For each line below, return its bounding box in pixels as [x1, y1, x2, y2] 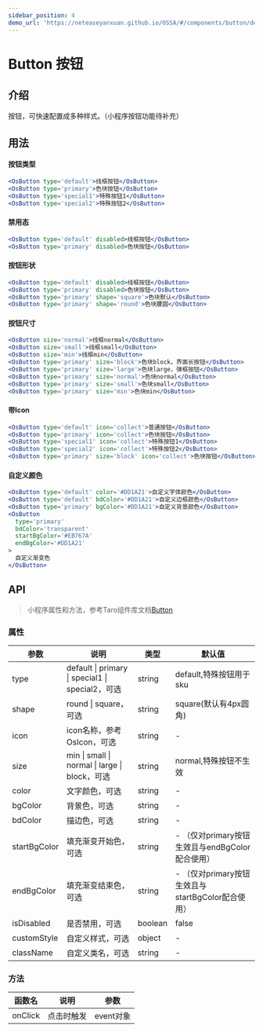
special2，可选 [66, 683, 122, 694]
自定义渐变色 [15, 554, 51, 562]
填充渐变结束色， [66, 880, 130, 891]
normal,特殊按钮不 [175, 755, 243, 766]
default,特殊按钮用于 [175, 668, 250, 679]
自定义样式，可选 [66, 932, 130, 943]
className [12, 947, 53, 958]
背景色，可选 [66, 800, 114, 811]
